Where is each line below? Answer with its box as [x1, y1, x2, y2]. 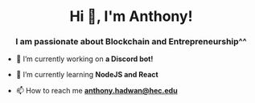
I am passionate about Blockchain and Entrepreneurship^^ [15, 36, 247, 47]
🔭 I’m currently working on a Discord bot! [15, 54, 154, 64]
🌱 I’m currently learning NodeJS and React [15, 70, 158, 80]
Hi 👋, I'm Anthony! [69, 7, 193, 26]
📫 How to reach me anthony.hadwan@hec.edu [15, 86, 179, 96]
